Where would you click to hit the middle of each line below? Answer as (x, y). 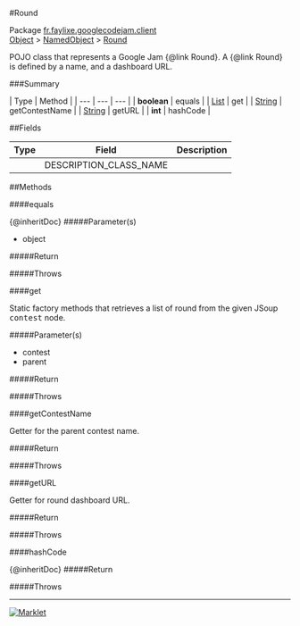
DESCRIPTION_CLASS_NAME (106, 165)
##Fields (25, 128)
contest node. (37, 317)
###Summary (34, 83)
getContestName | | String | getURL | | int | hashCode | (110, 110)
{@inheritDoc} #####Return (61, 569)
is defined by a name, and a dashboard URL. (91, 67)
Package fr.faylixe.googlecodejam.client (83, 30)
